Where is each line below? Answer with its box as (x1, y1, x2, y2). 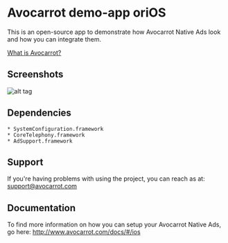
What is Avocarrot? (7, 48, 62, 57)
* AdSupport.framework (7, 137, 73, 145)
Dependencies (7, 107, 71, 119)
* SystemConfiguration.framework (7, 125, 104, 132)
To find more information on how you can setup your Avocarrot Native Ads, (7, 220, 222, 229)
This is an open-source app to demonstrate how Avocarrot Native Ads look (7, 28, 221, 36)
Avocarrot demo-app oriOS (7, 5, 166, 21)
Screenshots (7, 69, 64, 80)
